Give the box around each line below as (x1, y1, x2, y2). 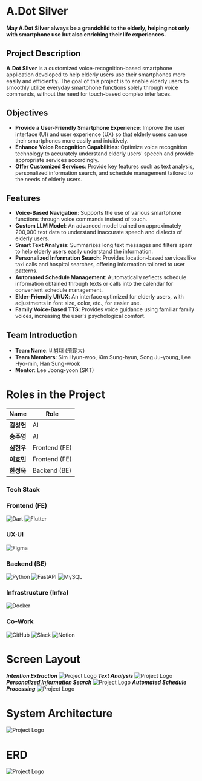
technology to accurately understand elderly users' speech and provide (15, 150, 194, 157)
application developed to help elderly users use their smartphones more (6, 71, 186, 78)
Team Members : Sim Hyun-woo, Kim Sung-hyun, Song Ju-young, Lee (15, 354, 191, 361)
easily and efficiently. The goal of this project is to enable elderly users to (6, 77, 189, 84)
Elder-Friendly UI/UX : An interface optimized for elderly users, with (15, 293, 184, 300)
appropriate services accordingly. (15, 156, 99, 163)
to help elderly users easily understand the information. (15, 248, 153, 255)
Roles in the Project (6, 388, 106, 402)
